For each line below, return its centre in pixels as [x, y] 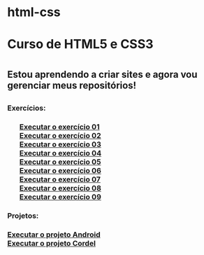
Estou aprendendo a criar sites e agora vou [102, 74]
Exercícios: [27, 108]
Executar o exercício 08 [60, 188]
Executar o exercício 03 [60, 144]
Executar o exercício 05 [60, 162]
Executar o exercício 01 [59, 127]
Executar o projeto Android [54, 234]
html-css [34, 12]
